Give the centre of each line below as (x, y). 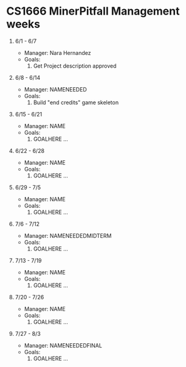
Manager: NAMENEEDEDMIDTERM (68, 235)
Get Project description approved (75, 66)
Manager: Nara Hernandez (57, 52)
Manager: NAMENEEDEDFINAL (63, 345)
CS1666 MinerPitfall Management (93, 11)
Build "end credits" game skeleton (76, 102)
